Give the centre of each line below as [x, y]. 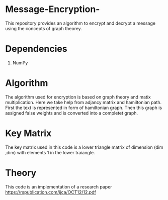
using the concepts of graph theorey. [44, 28]
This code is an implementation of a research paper [59, 186]
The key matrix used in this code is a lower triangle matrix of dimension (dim [84, 147]
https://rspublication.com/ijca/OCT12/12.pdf [51, 192]
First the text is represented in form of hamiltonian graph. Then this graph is [84, 108]
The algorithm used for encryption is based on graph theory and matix [78, 97]
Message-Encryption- [53, 9]
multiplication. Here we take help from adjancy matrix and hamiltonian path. [83, 102]
